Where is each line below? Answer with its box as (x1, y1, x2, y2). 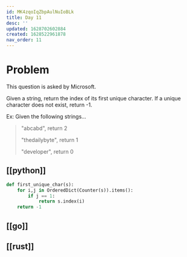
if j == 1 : (28, 193, 55, 199)
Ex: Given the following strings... (6, 112, 86, 120)
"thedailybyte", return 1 (21, 136, 78, 143)
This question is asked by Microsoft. (6, 83, 97, 90)
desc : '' (6, 20, 28, 26)
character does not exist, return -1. (6, 101, 92, 108)
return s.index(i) (38, 198, 85, 204)
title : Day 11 (6, 15, 42, 21)
